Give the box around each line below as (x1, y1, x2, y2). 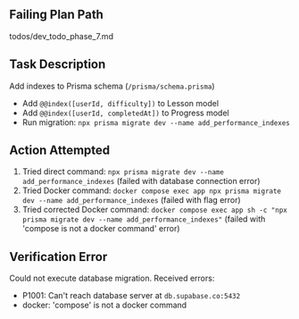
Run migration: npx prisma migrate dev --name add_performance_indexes (21, 116, 290, 128)
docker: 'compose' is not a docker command (21, 299, 187, 311)
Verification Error (9, 249, 108, 264)
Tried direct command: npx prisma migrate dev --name (21, 166, 225, 177)
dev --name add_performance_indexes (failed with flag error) (21, 195, 241, 206)
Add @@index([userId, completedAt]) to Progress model (21, 107, 229, 118)
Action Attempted (9, 143, 111, 158)
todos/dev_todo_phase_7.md (9, 30, 114, 41)
